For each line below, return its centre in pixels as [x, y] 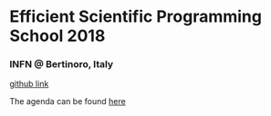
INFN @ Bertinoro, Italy [62, 64]
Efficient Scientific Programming [136, 17]
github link [29, 84]
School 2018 [57, 36]
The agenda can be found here [68, 101]
